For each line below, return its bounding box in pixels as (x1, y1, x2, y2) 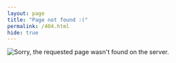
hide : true (7, 29, 39, 36)
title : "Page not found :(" (7, 16, 89, 23)
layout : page (7, 10, 45, 17)
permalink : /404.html (7, 23, 70, 29)
